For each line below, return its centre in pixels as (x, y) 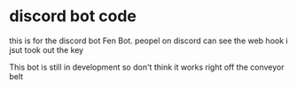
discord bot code (73, 16)
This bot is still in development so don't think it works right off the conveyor (147, 67)
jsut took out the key (47, 49)
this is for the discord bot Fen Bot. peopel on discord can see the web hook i (148, 41)
